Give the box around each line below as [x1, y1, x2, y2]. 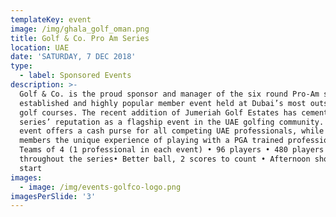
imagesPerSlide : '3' [10, 191, 97, 201]
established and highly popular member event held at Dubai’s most [19, 98, 307, 108]
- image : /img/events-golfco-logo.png [19, 182, 182, 192]
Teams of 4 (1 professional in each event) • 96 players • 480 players [19, 145, 325, 155]
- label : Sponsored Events [19, 71, 132, 81]
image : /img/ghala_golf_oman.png [10, 24, 150, 34]
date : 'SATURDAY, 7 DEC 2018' [10, 52, 137, 62]
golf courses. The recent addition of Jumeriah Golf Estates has [19, 107, 298, 118]
